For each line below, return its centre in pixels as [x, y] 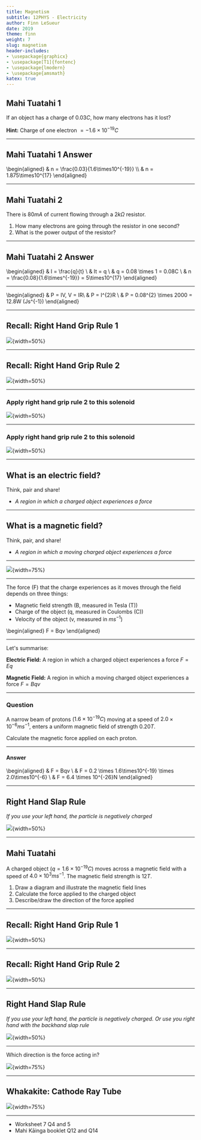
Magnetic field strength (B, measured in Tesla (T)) [76, 605]
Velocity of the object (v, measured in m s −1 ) [69, 618]
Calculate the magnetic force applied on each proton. [72, 738]
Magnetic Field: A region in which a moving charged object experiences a [98, 677]
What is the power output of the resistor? [65, 232]
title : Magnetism [28, 12]
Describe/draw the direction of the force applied [74, 900]
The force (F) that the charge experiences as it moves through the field [94, 587]
